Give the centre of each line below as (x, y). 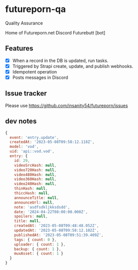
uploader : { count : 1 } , (40, 244)
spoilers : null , (31, 216)
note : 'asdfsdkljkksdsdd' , (42, 207)
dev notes (21, 121)
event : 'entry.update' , (34, 137)
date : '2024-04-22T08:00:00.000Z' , (51, 212)
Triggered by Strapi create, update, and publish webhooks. (73, 66)
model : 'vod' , (24, 147)
